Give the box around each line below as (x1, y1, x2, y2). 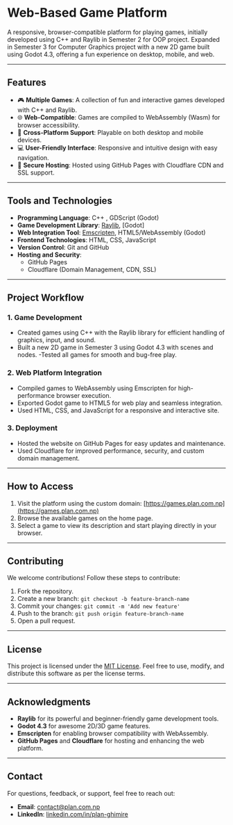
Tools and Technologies (7, 195, 113, 207)
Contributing (7, 555, 64, 568)
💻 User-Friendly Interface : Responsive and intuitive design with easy (17, 143, 218, 152)
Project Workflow (7, 291, 85, 303)
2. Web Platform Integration (7, 368, 103, 378)
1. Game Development (7, 312, 83, 322)
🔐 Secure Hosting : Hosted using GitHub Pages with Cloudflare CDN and (17, 161, 224, 169)
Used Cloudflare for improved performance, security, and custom (17, 447, 205, 455)
